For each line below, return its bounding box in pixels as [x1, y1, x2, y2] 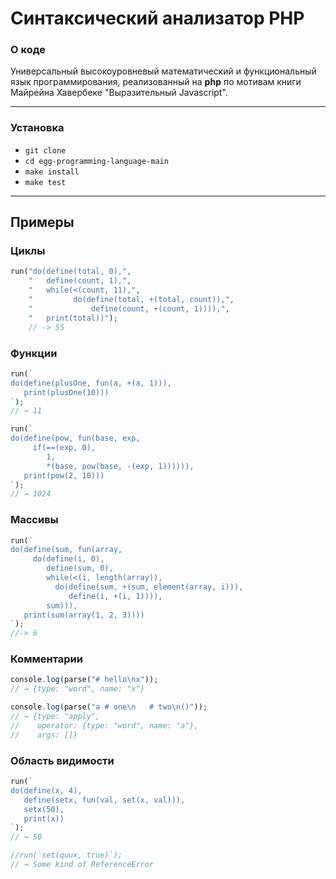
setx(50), [23, 804, 65, 814]
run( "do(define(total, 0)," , [10, 267, 132, 277]
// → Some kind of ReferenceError [10, 860, 155, 870]
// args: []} [10, 730, 78, 740]
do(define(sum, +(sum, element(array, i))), [54, 582, 244, 592]
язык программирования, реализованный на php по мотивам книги [10, 76, 302, 88]
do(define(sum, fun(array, [10, 545, 123, 555]
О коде [10, 43, 46, 57]
